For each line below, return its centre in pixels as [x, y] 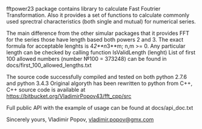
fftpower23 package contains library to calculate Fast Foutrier [83, 9]
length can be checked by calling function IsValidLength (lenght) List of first [101, 52]
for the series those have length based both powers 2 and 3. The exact [95, 39]
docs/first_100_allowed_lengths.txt [49, 65]
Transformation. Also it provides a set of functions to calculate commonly [98, 15]
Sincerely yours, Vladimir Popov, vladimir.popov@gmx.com [80, 119]
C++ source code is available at [46, 90]
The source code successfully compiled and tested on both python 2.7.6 [96, 77]
